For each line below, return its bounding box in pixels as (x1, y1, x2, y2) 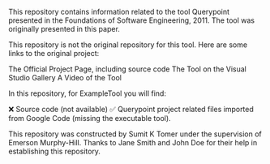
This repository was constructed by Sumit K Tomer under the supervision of (8, 129, 262, 139)
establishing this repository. (8, 146, 101, 156)
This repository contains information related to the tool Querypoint (8, 7, 229, 16)
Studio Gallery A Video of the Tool (8, 73, 122, 82)
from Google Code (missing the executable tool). (8, 114, 172, 123)
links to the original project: (8, 49, 100, 58)
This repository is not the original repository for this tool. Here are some (8, 40, 248, 50)
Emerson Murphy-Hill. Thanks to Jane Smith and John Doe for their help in (8, 138, 258, 147)
